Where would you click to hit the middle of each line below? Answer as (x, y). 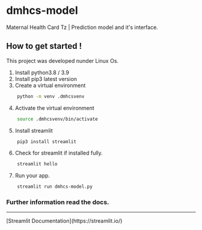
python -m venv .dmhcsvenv (51, 96)
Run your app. (32, 176)
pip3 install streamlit (47, 142)
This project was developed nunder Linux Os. (63, 60)
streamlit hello (38, 164)
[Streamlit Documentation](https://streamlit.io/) (64, 221)
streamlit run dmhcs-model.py (55, 187)
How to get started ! (44, 46)
